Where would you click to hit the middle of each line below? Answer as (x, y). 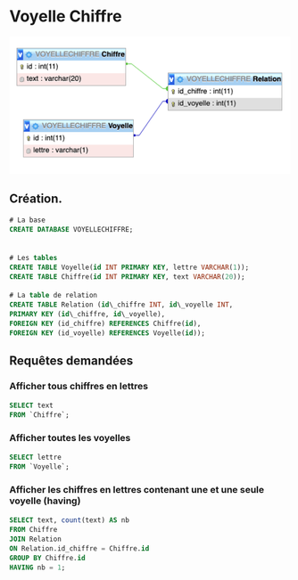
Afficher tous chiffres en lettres (79, 386)
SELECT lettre (36, 457)
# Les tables (33, 257)
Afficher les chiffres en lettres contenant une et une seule (137, 490)
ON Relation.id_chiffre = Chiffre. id (79, 549)
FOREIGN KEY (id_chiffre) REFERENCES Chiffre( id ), (105, 323)
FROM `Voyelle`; (39, 467)
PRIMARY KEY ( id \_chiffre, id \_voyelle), (87, 315)
